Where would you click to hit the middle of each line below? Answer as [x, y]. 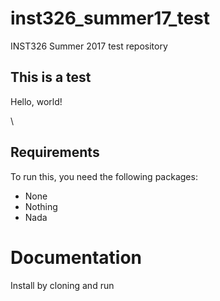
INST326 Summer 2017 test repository [89, 46]
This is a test [51, 77]
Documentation [76, 257]
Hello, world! [36, 101]
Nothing [41, 206]
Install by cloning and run [62, 285]
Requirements [55, 152]
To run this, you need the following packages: [104, 176]
